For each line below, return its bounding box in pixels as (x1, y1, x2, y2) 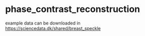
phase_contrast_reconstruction (5, 3, 140, 15)
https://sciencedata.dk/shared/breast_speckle (5, 25, 101, 31)
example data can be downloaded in (5, 20, 81, 26)
